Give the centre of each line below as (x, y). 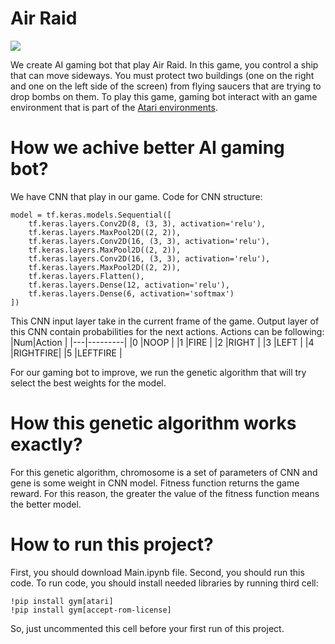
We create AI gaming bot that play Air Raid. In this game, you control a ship (164, 64)
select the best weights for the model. (88, 383)
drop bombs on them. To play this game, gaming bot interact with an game (164, 96)
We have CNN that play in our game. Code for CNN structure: (136, 196)
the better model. (46, 504)
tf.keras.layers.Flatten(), (86, 276)
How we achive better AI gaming (147, 148)
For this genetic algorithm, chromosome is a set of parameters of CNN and (164, 472)
